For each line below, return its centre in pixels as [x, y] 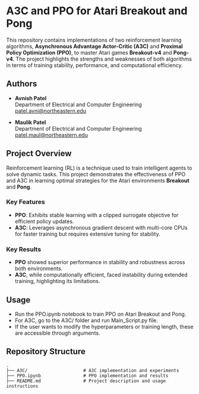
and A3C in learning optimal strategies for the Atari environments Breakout [98, 180]
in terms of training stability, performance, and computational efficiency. [94, 65]
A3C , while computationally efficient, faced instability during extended [101, 275]
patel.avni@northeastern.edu [50, 110]
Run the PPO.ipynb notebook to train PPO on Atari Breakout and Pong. [100, 314]
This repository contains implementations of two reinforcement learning [94, 40]
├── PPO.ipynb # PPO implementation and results [87, 376]
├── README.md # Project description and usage [86, 381]
